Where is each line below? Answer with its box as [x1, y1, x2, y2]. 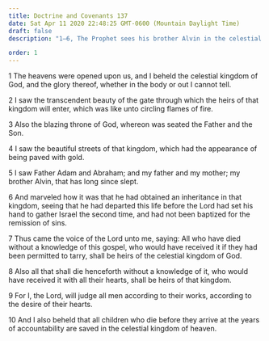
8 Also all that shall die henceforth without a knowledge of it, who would [8, 267, 249, 276]
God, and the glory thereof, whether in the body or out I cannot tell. [8, 80, 232, 90]
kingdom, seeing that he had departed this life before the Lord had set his [8, 201, 254, 211]
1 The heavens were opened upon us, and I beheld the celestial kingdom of [8, 71, 258, 81]
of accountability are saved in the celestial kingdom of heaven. [8, 324, 217, 334]
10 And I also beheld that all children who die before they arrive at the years [8, 315, 260, 325]
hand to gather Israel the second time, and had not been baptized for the [8, 209, 250, 219]
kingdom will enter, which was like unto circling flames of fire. [8, 104, 214, 114]
